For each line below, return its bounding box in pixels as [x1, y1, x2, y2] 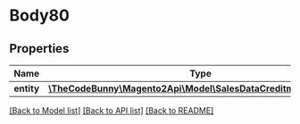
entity [13, 82, 40, 95]
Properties [9, 41, 70, 56]
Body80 [9, 5, 70, 26]
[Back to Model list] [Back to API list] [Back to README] [9, 105, 214, 116]
